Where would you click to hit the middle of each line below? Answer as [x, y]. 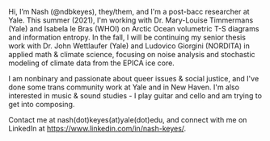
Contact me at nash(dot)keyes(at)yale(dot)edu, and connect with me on [128, 120]
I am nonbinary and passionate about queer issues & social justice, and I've [134, 79]
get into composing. [42, 104]
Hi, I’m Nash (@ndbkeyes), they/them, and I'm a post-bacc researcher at [129, 12]
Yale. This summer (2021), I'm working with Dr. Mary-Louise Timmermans [131, 20]
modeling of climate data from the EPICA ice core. [92, 63]
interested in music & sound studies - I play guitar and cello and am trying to [135, 95]
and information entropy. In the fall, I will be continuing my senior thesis [127, 37]
